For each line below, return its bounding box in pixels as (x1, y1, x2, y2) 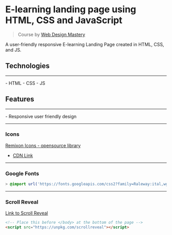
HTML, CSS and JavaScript (5, 14, 123, 26)
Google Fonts (5, 170, 39, 177)
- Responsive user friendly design (5, 113, 77, 119)
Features (5, 95, 34, 103)
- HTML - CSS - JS (5, 80, 46, 86)
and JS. (5, 47, 21, 53)
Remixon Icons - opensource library (5, 142, 81, 148)
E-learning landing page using (5, 4, 137, 15)
